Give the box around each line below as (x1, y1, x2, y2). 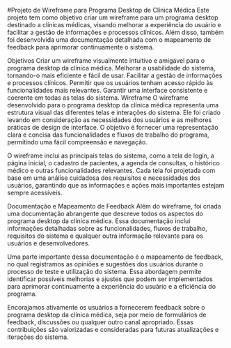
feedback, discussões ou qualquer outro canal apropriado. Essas (7, 318, 193, 326)
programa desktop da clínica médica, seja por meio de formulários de (7, 310, 207, 319)
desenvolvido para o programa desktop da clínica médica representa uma (7, 101, 219, 109)
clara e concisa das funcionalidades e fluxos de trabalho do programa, (7, 130, 210, 139)
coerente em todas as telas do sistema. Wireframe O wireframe (7, 93, 189, 102)
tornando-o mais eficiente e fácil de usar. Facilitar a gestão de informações (7, 71, 223, 80)
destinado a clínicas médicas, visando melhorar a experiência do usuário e (7, 21, 221, 29)
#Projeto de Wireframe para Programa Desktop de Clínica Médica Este (7, 6, 210, 14)
